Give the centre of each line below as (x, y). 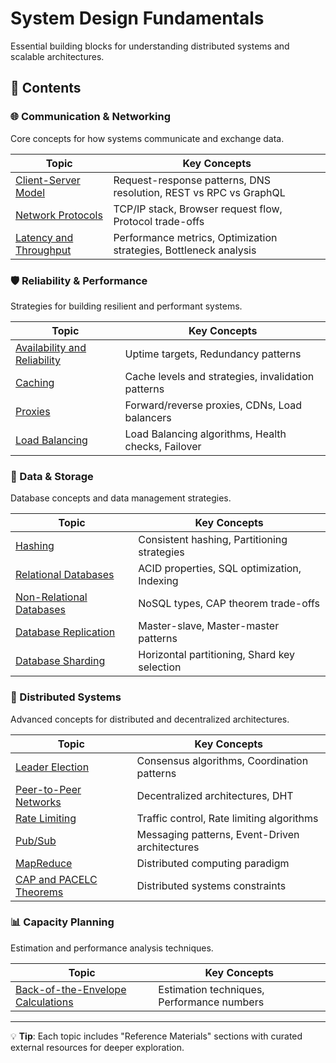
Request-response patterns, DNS (192, 180)
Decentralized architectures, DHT (215, 795)
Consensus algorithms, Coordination (222, 760)
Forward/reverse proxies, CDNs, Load (213, 405)
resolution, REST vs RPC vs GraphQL (199, 192)
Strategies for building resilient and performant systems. (126, 306)
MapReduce (44, 863)
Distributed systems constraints (211, 885)
